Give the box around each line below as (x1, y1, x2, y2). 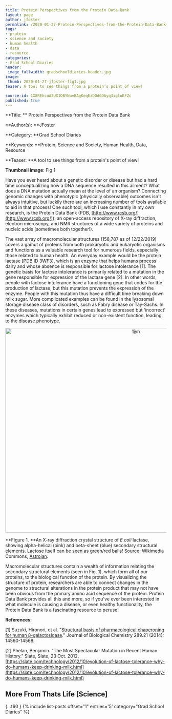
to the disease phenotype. (5, 318, 60, 324)
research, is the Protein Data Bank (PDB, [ (5, 210, 94, 216)
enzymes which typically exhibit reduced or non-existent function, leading (5, 313, 162, 319)
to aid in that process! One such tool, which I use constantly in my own (5, 204, 155, 210)
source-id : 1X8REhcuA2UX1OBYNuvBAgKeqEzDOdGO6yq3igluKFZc (5, 93, 132, 98)
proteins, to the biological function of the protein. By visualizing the (5, 574, 147, 580)
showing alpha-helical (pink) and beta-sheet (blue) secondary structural (5, 542, 158, 549)
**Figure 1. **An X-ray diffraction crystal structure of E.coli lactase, (5, 537, 149, 543)
